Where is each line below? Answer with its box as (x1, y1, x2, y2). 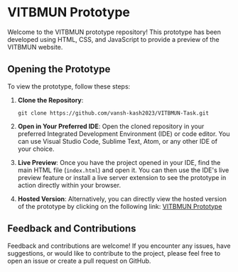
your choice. (17, 144, 55, 153)
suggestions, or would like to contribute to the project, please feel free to (7, 249, 221, 257)
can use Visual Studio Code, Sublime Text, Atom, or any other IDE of (17, 137, 218, 145)
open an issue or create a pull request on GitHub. (7, 256, 151, 265)
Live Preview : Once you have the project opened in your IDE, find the (17, 158, 221, 166)
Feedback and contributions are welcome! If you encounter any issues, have (7, 242, 231, 250)
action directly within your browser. (17, 181, 121, 189)
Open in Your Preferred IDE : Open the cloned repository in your (17, 122, 205, 130)
